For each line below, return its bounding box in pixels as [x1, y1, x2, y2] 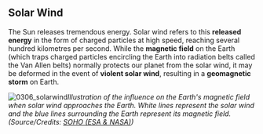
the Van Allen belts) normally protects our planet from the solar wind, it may [8, 60, 253, 70]
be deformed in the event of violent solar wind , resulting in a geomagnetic [8, 68, 251, 78]
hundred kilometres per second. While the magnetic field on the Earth [8, 43, 236, 53]
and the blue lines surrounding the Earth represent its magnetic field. [8, 109, 232, 118]
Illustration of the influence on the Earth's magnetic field [67, 92, 250, 101]
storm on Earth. [8, 77, 60, 86]
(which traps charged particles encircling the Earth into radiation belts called [8, 52, 255, 61]
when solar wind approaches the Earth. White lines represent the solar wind [8, 100, 255, 110]
